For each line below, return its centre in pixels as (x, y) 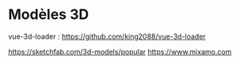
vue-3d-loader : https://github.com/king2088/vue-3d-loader (107, 36)
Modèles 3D (49, 15)
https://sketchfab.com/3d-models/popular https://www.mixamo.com (120, 51)
